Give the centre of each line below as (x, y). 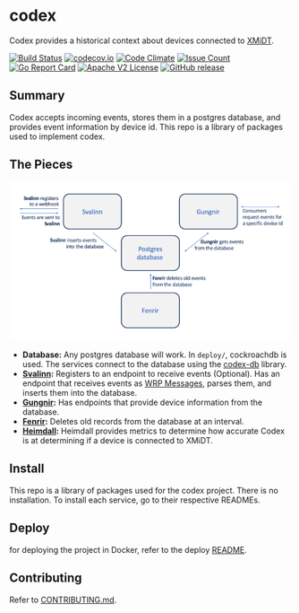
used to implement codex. (57, 136)
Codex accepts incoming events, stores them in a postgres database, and (145, 117)
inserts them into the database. (79, 393)
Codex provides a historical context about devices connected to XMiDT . (142, 40)
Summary (37, 96)
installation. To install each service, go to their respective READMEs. (135, 500)
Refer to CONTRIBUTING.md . (63, 600)
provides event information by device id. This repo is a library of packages (146, 127)
